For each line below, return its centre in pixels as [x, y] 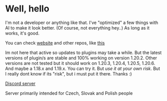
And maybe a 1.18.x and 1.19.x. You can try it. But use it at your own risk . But [83, 68]
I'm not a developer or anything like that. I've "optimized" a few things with [82, 22]
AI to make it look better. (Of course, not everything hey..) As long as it [77, 27]
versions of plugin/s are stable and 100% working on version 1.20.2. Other [81, 57]
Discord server [20, 83]
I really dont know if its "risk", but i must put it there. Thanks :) [69, 73]
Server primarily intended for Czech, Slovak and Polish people [69, 93]
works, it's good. [22, 33]
